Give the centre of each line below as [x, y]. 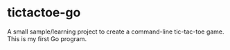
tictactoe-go [44, 13]
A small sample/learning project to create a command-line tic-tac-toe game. [116, 32]
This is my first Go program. [47, 38]
